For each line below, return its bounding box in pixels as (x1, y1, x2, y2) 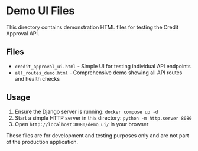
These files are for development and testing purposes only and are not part (6, 132, 189, 139)
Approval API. (6, 29, 40, 37)
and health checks (14, 75, 60, 82)
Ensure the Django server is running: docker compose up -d (14, 108, 158, 115)
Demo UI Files (6, 4, 75, 18)
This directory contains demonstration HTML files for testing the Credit (6, 24, 179, 31)
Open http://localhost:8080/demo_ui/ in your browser (14, 120, 149, 127)
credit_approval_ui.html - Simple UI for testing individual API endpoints (14, 63, 191, 70)
